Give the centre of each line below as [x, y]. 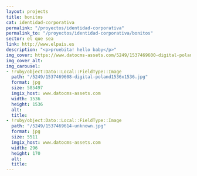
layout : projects [27, 11]
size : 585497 [27, 88]
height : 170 [26, 153]
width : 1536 [26, 99]
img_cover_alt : [25, 60]
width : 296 [25, 148]
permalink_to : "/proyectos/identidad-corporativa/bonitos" [80, 33]
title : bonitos [25, 17]
